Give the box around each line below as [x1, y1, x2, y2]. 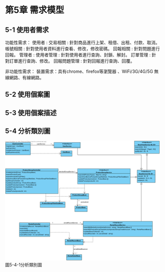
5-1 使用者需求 [5, 26, 49, 34]
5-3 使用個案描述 [5, 109, 57, 117]
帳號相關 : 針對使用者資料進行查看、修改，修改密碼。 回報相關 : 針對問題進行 [5, 46, 160, 52]
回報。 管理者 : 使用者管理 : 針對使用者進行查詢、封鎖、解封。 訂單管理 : [5, 52, 151, 58]
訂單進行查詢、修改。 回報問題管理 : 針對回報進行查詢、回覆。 [9, 58, 135, 64]
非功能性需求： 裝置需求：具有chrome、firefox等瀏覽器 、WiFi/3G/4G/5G [5, 68, 153, 74]
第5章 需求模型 [5, 4, 65, 16]
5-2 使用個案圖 [5, 91, 50, 99]
